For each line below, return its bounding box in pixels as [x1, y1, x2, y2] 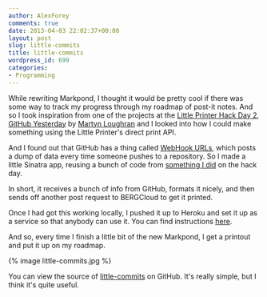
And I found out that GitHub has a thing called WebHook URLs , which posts [8, 142, 257, 152]
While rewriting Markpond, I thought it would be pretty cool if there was [8, 93, 244, 102]
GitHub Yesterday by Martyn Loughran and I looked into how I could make [8, 118, 252, 128]
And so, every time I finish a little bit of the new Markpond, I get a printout [8, 231, 251, 241]
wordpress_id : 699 [8, 57, 70, 65]
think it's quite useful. [8, 279, 80, 289]
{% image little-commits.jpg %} [8, 255, 112, 265]
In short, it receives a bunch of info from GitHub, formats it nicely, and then [8, 183, 255, 193]
